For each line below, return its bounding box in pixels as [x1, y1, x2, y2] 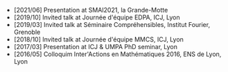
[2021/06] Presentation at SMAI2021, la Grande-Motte [13, 6, 168, 14]
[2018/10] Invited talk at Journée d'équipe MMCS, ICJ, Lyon [13, 35, 184, 44]
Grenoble [13, 28, 41, 36]
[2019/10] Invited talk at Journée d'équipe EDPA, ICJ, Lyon [13, 13, 180, 21]
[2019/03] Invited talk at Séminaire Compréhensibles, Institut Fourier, [13, 21, 210, 28]
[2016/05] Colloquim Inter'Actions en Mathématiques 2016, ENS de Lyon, [13, 50, 222, 58]
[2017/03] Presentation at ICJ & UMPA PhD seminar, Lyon [13, 43, 178, 51]
